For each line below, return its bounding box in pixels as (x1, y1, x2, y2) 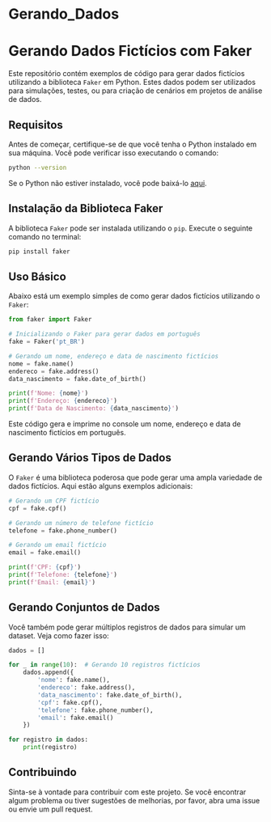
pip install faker (8, 248, 70, 256)
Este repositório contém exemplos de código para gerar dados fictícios (8, 69, 245, 78)
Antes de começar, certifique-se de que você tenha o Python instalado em (8, 139, 257, 149)
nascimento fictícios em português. (8, 428, 127, 438)
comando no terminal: (8, 231, 82, 241)
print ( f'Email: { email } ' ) (8, 578, 95, 587)
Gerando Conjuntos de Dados (8, 600, 160, 615)
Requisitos (8, 118, 63, 132)
